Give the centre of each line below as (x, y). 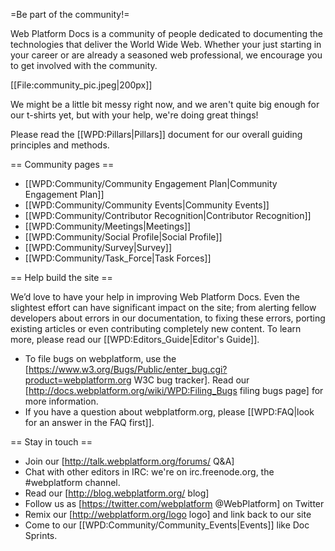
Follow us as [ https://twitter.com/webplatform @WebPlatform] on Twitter (174, 503)
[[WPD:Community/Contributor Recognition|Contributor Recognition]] (168, 215)
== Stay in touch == (51, 442)
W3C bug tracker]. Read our (191, 380)
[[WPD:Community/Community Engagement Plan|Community (151, 183)
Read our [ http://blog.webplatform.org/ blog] (117, 493)
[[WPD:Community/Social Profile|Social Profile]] (123, 237)
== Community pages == (62, 164)
